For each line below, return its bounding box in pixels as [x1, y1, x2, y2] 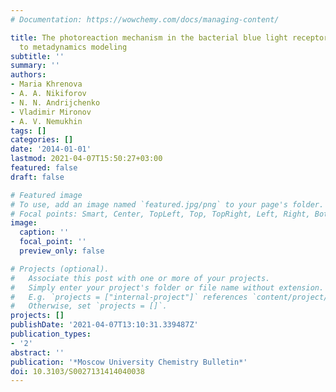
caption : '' [19, 227, 70, 238]
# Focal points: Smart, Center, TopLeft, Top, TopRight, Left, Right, [10, 209, 311, 219]
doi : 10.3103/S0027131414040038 [10, 366, 145, 376]
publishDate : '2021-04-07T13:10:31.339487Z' [10, 320, 199, 330]
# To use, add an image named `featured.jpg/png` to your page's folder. [10, 199, 325, 210]
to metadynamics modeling [19, 42, 128, 52]
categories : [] [10, 135, 74, 145]
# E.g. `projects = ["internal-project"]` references [10, 292, 248, 302]
